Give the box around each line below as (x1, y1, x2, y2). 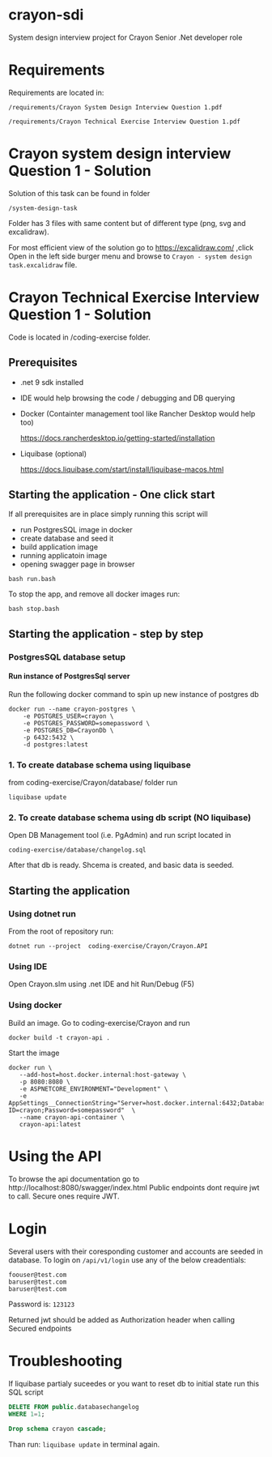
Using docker (8, 999, 62, 1010)
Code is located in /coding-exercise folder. (8, 332, 151, 342)
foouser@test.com (8, 1271, 67, 1279)
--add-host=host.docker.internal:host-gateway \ (19, 1070, 186, 1079)
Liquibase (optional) (19, 448, 87, 459)
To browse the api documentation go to (8, 1173, 140, 1184)
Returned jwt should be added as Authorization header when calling (8, 1314, 236, 1324)
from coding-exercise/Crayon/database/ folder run (8, 778, 178, 788)
